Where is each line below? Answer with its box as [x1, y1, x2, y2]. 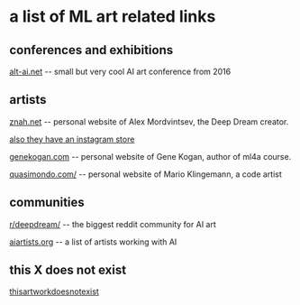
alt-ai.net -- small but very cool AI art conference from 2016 [9, 66, 232, 77]
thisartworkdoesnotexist [9, 286, 99, 297]
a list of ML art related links [9, 6, 216, 27]
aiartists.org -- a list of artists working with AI [9, 236, 177, 247]
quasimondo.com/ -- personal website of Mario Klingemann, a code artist [9, 169, 282, 180]
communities [9, 195, 86, 210]
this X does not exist [9, 263, 127, 278]
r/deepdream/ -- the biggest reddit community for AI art [9, 218, 216, 229]
